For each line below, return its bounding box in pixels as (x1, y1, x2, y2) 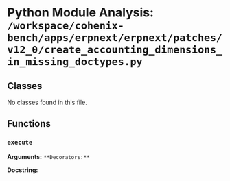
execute (7, 138, 33, 147)
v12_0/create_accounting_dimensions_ (7, 43, 223, 56)
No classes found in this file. (7, 98, 87, 106)
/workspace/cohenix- (7, 19, 125, 32)
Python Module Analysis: (7, 5, 154, 21)
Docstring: (7, 166, 38, 174)
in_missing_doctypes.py (7, 56, 143, 69)
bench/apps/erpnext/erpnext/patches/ (7, 32, 223, 45)
